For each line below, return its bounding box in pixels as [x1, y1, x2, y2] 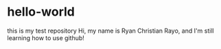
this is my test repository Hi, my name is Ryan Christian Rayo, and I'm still [7, 27, 214, 35]
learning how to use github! [7, 33, 84, 42]
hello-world [7, 4, 75, 20]
